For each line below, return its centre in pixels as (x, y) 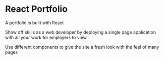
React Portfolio (36, 9)
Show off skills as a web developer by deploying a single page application (81, 32)
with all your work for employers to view (46, 37)
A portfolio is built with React (34, 23)
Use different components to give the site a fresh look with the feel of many (82, 47)
